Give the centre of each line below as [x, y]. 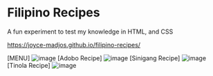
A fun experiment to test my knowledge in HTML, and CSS [90, 31]
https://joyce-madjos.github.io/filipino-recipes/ [74, 45]
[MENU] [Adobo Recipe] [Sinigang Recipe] [94, 58]
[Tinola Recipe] [29, 65]
